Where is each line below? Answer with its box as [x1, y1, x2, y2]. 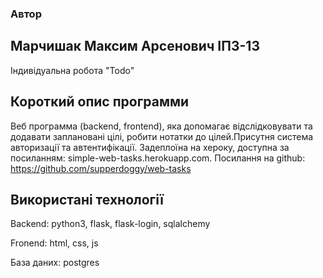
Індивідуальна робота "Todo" [10, 64, 135, 76]
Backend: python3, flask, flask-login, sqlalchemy [10, 218, 211, 230]
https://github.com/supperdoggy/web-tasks [10, 162, 192, 174]
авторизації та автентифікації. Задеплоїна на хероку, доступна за [10, 141, 290, 153]
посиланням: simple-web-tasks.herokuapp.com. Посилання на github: [10, 152, 306, 164]
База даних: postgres [10, 257, 100, 269]
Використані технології [10, 191, 164, 208]
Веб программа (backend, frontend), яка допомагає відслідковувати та [10, 120, 313, 132]
